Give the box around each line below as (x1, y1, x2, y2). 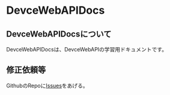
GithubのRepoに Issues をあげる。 (6, 82, 88, 89)
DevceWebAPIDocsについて (6, 29, 112, 39)
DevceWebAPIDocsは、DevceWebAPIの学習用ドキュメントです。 (6, 46, 167, 53)
